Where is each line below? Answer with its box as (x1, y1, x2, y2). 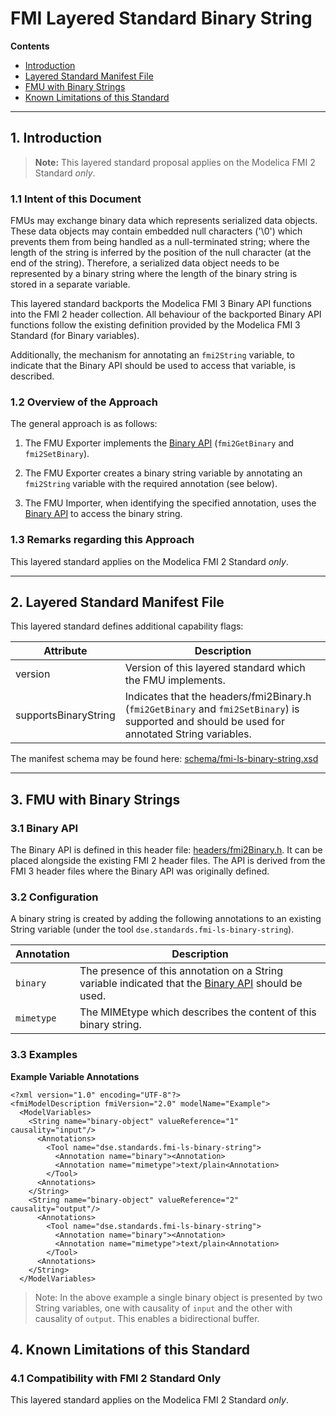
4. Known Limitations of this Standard (10, 1342, 250, 1359)
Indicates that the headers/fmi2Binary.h (124, 690, 312, 704)
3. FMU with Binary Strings (10, 791, 181, 808)
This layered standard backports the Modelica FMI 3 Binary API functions (10, 298, 312, 310)
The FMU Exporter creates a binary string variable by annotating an (24, 467, 303, 479)
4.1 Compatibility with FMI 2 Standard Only (10, 1372, 222, 1386)
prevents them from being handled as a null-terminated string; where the (10, 236, 310, 248)
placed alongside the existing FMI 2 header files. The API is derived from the (10, 855, 326, 867)
